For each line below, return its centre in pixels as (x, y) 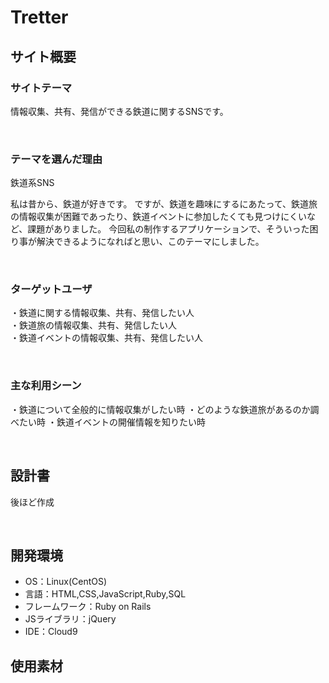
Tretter (39, 17)
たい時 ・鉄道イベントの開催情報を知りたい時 (112, 422)
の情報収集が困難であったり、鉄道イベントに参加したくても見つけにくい (158, 217)
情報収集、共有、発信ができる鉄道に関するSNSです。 (119, 111)
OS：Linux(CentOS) (66, 582)
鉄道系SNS (32, 183)
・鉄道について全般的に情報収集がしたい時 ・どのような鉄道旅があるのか (160, 409)
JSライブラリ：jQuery (70, 619)
